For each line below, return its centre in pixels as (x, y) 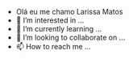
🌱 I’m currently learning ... (59, 29)
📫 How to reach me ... (53, 46)
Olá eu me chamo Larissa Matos (69, 12)
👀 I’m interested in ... (50, 20)
